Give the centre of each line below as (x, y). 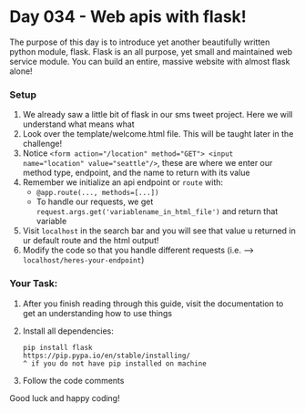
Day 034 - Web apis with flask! (128, 17)
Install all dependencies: (68, 331)
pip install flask (57, 347)
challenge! (42, 144)
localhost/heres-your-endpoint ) (83, 260)
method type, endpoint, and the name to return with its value (136, 173)
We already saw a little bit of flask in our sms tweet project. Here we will (158, 115)
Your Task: (34, 284)
